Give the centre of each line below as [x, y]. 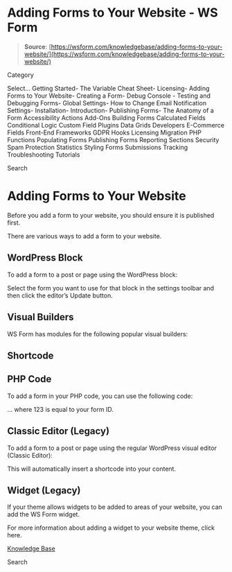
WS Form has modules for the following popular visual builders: [98, 333]
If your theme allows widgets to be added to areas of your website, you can [115, 507]
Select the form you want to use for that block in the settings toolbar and [111, 288]
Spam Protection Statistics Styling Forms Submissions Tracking [98, 147]
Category [21, 75]
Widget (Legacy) [44, 490]
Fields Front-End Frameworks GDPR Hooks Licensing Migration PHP [105, 132]
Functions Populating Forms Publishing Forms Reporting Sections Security [113, 139]
